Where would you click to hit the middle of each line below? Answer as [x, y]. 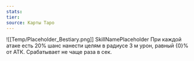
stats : [14, 12]
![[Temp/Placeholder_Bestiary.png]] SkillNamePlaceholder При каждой [94, 40]
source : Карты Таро [30, 23]
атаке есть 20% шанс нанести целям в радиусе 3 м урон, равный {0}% [98, 46]
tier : [13, 17]
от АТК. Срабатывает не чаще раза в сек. [59, 52]
